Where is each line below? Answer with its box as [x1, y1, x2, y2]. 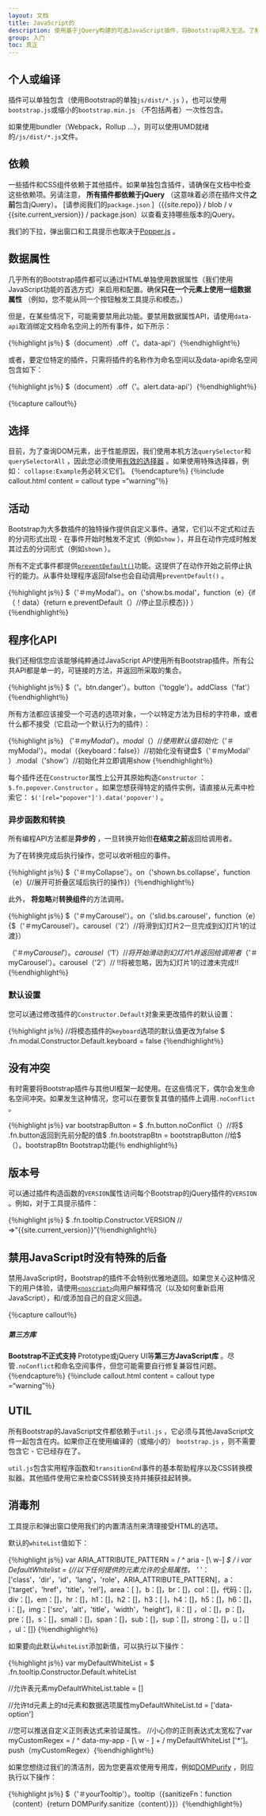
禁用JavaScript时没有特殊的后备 [8, 1251, 168, 1264]
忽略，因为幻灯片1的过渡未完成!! [134, 958, 239, 968]
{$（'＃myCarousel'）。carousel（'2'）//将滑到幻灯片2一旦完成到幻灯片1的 [8, 921, 249, 931]
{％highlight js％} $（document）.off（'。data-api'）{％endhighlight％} [8, 338, 241, 348]
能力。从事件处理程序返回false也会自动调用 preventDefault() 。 [21, 571, 229, 580]
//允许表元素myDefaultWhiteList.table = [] [8, 1683, 144, 1693]
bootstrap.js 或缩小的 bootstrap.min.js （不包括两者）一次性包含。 [8, 105, 228, 114]
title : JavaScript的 [8, 19, 75, 27]
